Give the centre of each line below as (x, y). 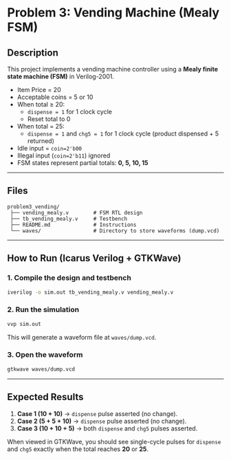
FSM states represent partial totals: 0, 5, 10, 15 (83, 163)
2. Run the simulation (43, 309)
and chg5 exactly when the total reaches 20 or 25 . (78, 449)
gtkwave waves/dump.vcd (41, 369)
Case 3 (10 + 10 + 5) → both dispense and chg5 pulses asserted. (107, 428)
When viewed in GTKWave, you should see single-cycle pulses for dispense (114, 441)
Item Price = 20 (39, 90)
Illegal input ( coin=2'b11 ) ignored (64, 155)
